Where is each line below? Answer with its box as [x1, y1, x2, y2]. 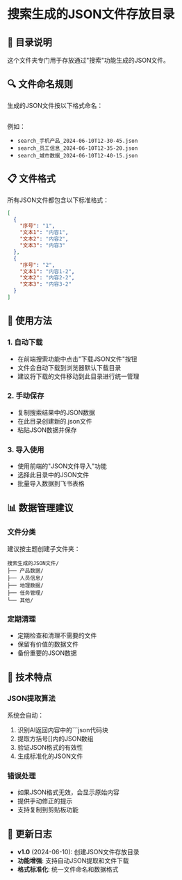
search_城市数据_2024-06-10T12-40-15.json [17, 152, 138, 159]
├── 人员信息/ [7, 574, 44, 582]
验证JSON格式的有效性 [17, 743, 83, 751]
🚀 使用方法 [7, 315, 52, 327]
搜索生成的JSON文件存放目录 [7, 6, 175, 22]
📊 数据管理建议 [7, 502, 74, 514]
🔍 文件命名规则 [7, 78, 74, 91]
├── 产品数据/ [7, 567, 44, 574]
